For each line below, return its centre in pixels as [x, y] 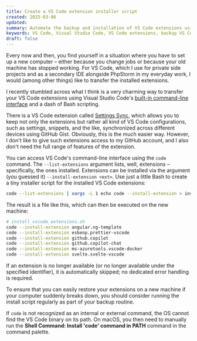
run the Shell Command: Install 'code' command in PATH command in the [96, 325]
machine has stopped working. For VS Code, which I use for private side [94, 68]
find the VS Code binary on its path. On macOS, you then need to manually [96, 319]
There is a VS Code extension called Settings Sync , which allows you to [93, 115]
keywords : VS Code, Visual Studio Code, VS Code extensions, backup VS [95, 33]
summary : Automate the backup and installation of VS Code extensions [94, 28]
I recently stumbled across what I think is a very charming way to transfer [95, 92]
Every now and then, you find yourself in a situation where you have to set [96, 55]
